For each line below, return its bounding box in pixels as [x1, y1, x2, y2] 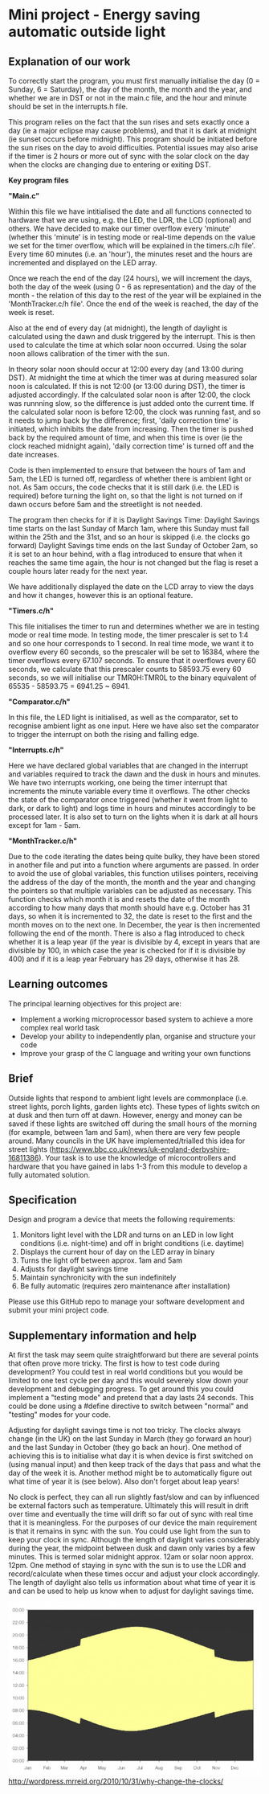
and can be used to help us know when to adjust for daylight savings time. [8, 1586, 255, 1596]
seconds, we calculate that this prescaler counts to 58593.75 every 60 [8, 665, 242, 674]
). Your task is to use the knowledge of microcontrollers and [39, 1153, 237, 1162]
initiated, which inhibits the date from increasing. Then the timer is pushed [8, 424, 254, 433]
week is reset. [8, 308, 55, 317]
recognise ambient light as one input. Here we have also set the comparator [8, 721, 259, 731]
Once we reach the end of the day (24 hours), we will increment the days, [8, 273, 252, 283]
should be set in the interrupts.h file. [8, 102, 128, 111]
